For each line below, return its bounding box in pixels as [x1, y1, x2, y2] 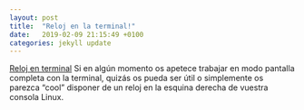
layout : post [9, 13, 59, 23]
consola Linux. [9, 92, 64, 103]
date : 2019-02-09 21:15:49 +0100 [9, 30, 144, 39]
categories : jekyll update [9, 38, 112, 48]
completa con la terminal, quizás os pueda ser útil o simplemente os [9, 73, 264, 84]
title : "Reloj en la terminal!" [9, 22, 136, 31]
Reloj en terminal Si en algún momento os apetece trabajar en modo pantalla [9, 63, 295, 74]
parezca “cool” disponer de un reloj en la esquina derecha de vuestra [9, 82, 269, 93]
